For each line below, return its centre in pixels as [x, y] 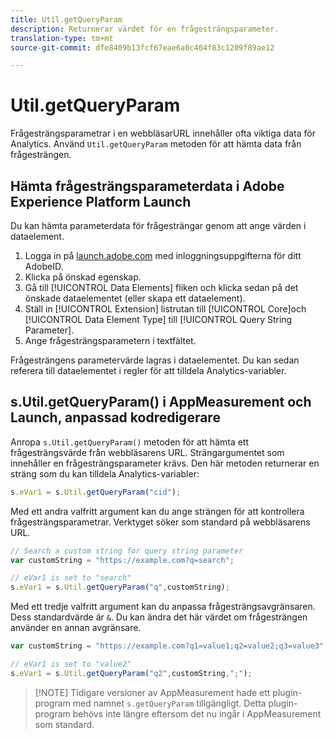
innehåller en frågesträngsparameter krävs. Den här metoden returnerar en [165, 463]
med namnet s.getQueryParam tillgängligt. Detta [169, 703]
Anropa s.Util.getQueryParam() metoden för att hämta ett [130, 442]
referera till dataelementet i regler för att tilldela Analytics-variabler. [148, 370]
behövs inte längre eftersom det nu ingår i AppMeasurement [197, 713]
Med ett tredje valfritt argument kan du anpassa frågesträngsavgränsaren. [163, 607]
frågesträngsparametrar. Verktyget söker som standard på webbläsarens [160, 522]
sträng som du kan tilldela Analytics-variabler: [105, 473]
